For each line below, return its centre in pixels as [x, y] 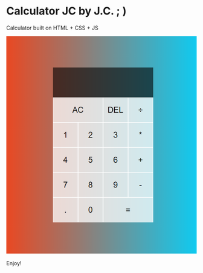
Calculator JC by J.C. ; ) [66, 11]
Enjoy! [14, 263]
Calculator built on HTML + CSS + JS [52, 28]
